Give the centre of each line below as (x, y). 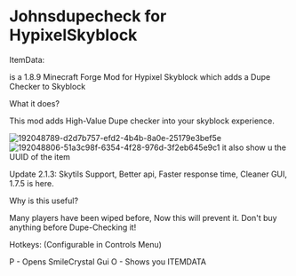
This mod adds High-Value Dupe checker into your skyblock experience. (142, 121)
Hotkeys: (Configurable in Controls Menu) (86, 244)
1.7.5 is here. (32, 183)
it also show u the (254, 147)
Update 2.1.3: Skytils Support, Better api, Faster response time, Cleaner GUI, (148, 174)
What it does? (35, 103)
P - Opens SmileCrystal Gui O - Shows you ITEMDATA (108, 261)
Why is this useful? (44, 201)
